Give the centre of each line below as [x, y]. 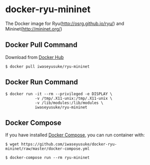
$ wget [12, 144]
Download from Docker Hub [35, 57]
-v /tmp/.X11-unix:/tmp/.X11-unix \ [74, 98]
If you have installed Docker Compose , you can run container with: [75, 135]
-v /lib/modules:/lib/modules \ [69, 103]
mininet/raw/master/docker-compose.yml [48, 149]
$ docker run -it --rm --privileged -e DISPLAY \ [59, 94]
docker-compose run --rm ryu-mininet [50, 158]
